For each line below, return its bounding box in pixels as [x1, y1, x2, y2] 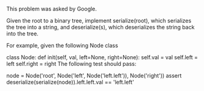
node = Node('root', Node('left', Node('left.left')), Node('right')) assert [6, 72, 182, 79]
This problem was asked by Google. [6, 5, 97, 12]
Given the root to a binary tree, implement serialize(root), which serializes [6, 17, 192, 24]
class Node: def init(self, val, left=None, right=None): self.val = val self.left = [6, 54, 198, 60]
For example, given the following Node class [6, 42, 118, 49]
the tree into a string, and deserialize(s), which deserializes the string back [6, 24, 195, 31]
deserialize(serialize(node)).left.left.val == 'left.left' [6, 79, 135, 86]
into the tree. [6, 30, 39, 37]
